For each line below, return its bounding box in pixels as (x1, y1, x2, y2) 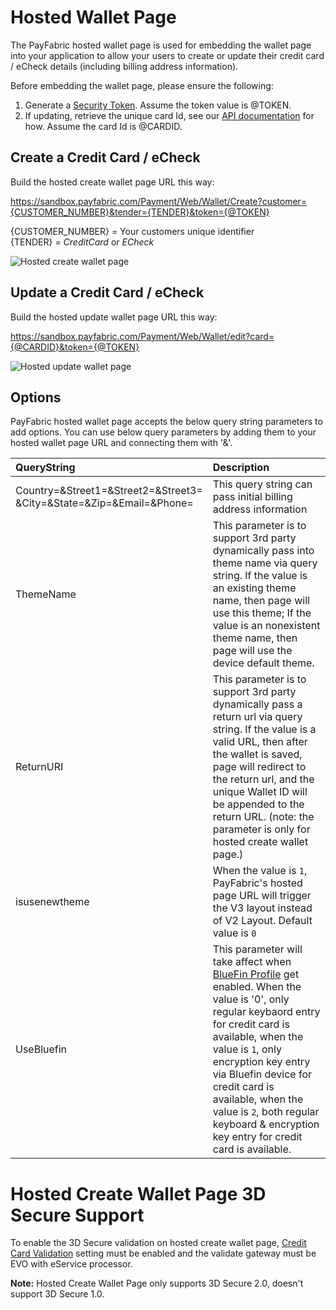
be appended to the (212, 797, 305, 811)
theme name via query (212, 556, 318, 570)
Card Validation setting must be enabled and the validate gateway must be (10, 1247, 317, 1260)
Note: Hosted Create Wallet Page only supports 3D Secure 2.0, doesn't (10, 1277, 304, 1290)
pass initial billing (212, 490, 293, 504)
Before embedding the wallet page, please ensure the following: (10, 79, 274, 91)
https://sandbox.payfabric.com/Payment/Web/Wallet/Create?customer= (10, 195, 308, 207)
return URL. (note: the (212, 810, 315, 824)
